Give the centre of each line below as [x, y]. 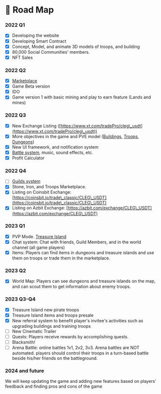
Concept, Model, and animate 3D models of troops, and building [76, 46]
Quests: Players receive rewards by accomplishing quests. [70, 336]
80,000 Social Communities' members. [51, 52]
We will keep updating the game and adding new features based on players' [80, 381]
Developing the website [36, 35]
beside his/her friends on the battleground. [55, 358]
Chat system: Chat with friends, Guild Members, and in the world [76, 242]
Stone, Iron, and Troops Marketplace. [49, 187]
